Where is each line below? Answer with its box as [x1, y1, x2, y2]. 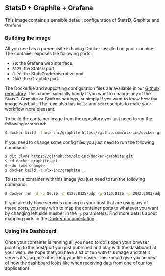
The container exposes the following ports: [5, 51, 92, 57]
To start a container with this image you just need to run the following [5, 176, 145, 182]
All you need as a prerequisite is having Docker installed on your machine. [5, 46, 155, 51]
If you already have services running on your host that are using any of [5, 200, 148, 206]
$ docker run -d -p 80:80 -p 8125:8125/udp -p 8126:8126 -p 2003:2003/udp [5, 191, 162, 196]
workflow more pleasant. [5, 106, 55, 112]
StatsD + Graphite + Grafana [5, 4, 93, 12]
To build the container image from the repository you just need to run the [5, 116, 153, 122]
